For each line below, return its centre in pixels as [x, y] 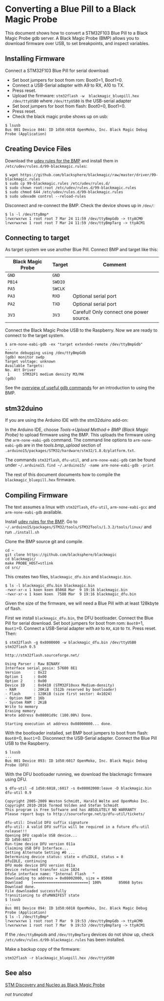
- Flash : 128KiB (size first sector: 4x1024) [59, 694]
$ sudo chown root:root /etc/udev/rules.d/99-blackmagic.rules [71, 188]
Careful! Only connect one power [111, 312]
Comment [114, 265]
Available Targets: [25, 366]
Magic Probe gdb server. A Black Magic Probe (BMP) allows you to [72, 38]
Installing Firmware [35, 59]
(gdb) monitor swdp [25, 357]
